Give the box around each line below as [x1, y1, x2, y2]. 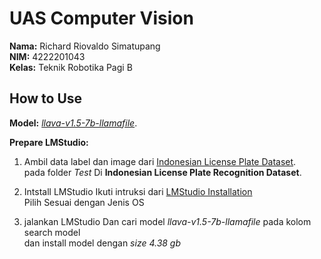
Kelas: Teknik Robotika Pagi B [9, 61, 133, 73]
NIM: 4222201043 [9, 50, 86, 62]
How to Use [9, 90, 83, 107]
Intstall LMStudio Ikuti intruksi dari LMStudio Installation [23, 185, 253, 197]
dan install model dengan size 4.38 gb [23, 237, 182, 249]
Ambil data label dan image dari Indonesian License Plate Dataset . [23, 155, 297, 167]
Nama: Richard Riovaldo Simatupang [9, 40, 161, 52]
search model [23, 226, 81, 238]
